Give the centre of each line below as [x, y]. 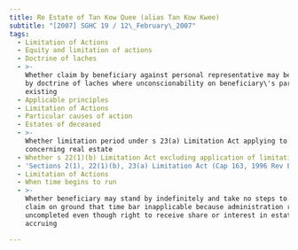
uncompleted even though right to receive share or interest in [146, 215]
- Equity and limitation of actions [85, 51]
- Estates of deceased [59, 125]
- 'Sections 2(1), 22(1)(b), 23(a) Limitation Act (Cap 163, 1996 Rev [150, 166]
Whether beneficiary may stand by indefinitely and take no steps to [157, 199]
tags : [19, 34]
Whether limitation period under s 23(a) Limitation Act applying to [157, 141]
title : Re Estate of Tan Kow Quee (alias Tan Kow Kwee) [114, 17]
